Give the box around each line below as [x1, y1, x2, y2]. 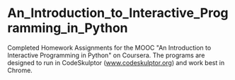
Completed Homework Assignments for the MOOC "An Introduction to [7, 43, 212, 52]
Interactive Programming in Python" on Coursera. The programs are [7, 51, 205, 59]
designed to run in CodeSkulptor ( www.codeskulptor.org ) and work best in [7, 58, 225, 67]
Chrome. [7, 66, 33, 74]
